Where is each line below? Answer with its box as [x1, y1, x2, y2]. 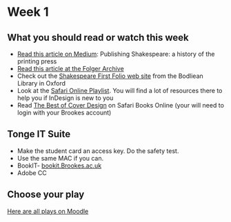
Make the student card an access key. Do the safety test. [17, 146, 179, 155]
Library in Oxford [17, 79, 66, 87]
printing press [17, 57, 57, 65]
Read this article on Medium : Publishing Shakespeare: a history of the [17, 50, 215, 58]
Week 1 [7, 4, 49, 20]
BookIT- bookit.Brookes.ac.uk [17, 161, 102, 170]
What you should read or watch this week [7, 32, 190, 43]
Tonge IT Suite [7, 128, 71, 140]
